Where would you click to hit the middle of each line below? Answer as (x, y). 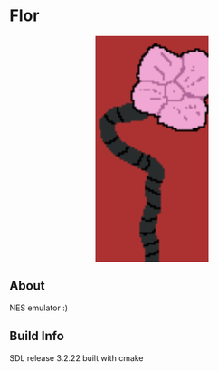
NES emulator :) (39, 308)
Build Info (37, 336)
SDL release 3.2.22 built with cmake (76, 357)
